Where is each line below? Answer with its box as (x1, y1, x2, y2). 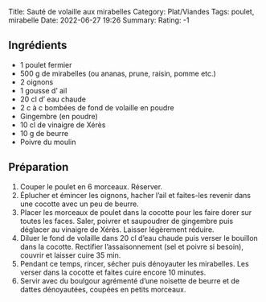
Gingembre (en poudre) (19, 111, 98, 121)
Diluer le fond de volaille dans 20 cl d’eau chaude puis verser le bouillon (19, 233, 259, 242)
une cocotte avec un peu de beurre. (19, 199, 139, 209)
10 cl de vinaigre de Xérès (19, 120, 106, 130)
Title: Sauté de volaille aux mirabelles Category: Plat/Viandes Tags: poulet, (8, 7, 255, 16)
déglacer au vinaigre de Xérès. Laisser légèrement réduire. (19, 225, 215, 234)
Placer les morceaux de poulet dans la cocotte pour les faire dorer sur (19, 207, 252, 217)
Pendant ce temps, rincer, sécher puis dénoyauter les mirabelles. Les (19, 259, 249, 268)
